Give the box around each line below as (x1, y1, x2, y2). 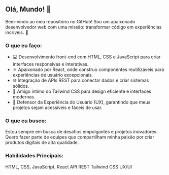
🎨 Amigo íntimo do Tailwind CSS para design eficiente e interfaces (12, 88, 151, 94)
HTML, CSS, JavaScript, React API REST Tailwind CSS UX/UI (5, 163, 132, 170)
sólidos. (12, 83, 29, 89)
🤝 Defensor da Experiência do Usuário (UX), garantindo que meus (12, 99, 151, 106)
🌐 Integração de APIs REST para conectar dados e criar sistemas (12, 77, 149, 84)
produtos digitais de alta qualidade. (5, 139, 79, 146)
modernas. (12, 94, 36, 100)
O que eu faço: (5, 42, 42, 49)
